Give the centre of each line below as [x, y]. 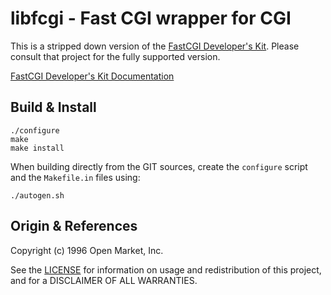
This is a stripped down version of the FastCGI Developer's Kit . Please [155, 46]
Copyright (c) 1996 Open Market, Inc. [87, 250]
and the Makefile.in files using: [75, 177]
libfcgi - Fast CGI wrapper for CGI [151, 18]
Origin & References [74, 226]
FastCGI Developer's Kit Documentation [92, 76]
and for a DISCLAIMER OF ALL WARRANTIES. [104, 280]
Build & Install [53, 107]
